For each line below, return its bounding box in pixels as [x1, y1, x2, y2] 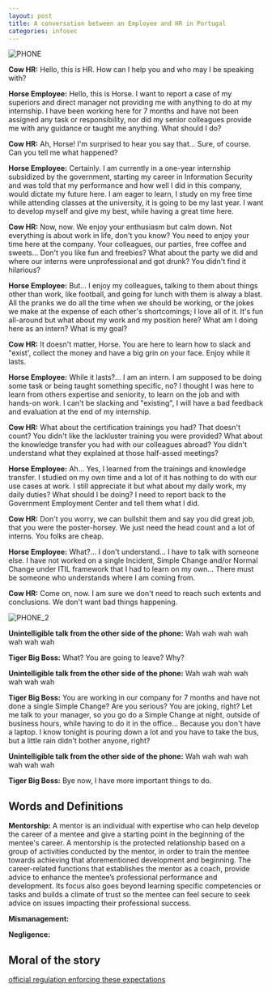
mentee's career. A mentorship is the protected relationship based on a [8, 838, 245, 848]
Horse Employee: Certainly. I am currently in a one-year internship [8, 164, 231, 173]
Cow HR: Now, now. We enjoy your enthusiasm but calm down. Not [8, 222, 232, 232]
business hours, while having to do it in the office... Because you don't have [8, 718, 261, 729]
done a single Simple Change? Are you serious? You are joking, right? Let [8, 701, 253, 711]
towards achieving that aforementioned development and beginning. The [8, 855, 252, 865]
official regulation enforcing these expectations [8, 975, 166, 984]
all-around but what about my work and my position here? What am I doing [8, 315, 258, 325]
